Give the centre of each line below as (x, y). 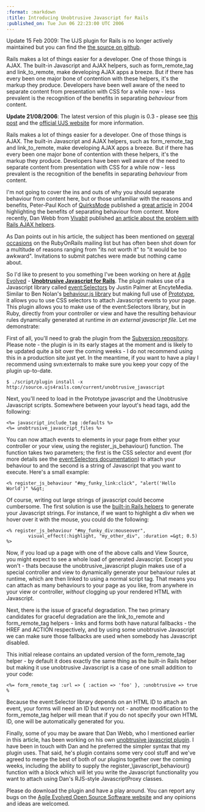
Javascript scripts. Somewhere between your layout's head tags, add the (98, 405)
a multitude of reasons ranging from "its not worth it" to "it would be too (97, 250)
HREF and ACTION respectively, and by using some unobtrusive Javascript (101, 630)
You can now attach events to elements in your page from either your (93, 440)
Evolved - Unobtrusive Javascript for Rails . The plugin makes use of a (95, 281)
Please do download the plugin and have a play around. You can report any (101, 791)
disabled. (18, 643)
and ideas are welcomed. (38, 804)
